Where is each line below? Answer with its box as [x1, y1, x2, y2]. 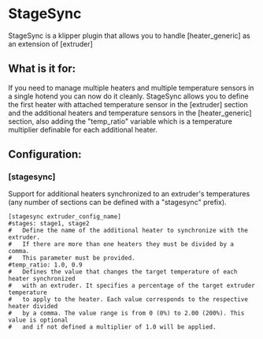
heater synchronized [8, 275, 76, 283]
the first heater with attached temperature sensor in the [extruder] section [8, 99, 248, 109]
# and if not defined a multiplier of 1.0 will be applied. [8, 323, 217, 331]
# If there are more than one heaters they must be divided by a [8, 240, 235, 248]
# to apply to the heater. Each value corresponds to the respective [8, 296, 248, 304]
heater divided [8, 303, 58, 311]
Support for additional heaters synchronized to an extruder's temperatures [8, 189, 250, 199]
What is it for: [8, 62, 76, 76]
